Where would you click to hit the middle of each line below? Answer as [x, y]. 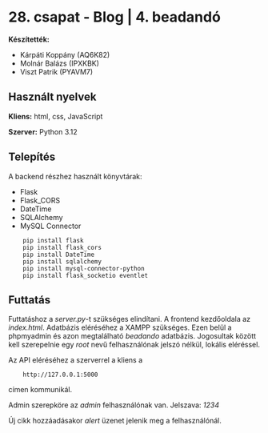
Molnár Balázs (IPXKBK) [60, 63]
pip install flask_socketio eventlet [86, 275]
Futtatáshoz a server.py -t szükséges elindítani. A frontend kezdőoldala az [129, 319]
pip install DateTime [58, 255]
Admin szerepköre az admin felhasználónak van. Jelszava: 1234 [114, 405]
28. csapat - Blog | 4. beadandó [115, 17]
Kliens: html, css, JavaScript [56, 116]
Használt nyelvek [52, 97]
